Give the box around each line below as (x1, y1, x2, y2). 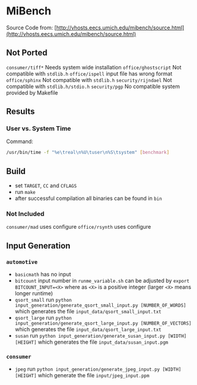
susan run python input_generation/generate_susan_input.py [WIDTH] (14, 332, 187, 339)
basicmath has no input (14, 271, 72, 278)
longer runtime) (14, 290, 53, 297)
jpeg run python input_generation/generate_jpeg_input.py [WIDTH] (14, 365, 181, 372)
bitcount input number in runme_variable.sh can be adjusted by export (14, 277, 190, 284)
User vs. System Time (6, 125, 72, 133)
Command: (6, 138, 33, 145)
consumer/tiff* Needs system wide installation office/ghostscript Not (6, 63, 182, 71)
